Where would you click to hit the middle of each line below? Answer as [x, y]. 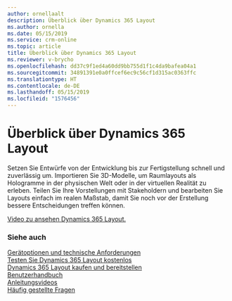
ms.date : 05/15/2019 [38, 33]
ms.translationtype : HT [42, 79]
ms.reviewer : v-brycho [40, 60]
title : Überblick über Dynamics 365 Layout [72, 53]
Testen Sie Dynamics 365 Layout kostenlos [70, 260]
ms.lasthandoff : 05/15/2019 [49, 92]
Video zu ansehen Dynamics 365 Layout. [67, 219]
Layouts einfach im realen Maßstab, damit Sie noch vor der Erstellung [108, 198]
